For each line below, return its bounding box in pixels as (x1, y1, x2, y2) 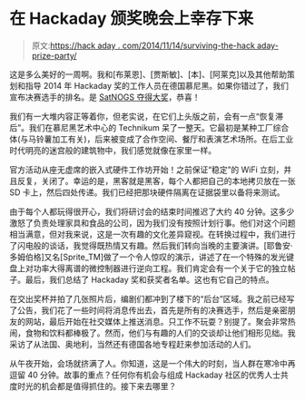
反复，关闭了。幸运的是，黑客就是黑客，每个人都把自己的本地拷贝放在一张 (16, 175, 296, 186)
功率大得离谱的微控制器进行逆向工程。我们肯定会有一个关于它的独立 (33, 262, 288, 273)
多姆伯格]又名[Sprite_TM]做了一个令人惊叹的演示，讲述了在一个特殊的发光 (9, 251, 287, 262)
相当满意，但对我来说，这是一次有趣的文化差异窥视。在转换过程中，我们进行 (9, 229, 296, 239)
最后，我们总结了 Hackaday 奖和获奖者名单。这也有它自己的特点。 (25, 274, 274, 285)
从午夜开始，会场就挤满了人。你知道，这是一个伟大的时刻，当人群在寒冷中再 (9, 357, 296, 368)
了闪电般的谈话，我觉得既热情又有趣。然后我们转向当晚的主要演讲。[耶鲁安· (9, 239, 293, 250)
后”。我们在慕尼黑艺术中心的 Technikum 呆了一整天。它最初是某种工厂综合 (9, 122, 290, 132)
